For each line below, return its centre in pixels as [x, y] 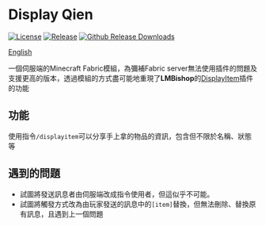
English [20, 52]
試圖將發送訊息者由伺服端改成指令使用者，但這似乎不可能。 [117, 194]
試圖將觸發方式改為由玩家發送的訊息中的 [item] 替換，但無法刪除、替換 [134, 204]
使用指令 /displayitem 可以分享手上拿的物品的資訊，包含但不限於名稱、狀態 [130, 136]
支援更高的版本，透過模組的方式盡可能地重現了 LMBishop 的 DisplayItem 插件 [131, 78]
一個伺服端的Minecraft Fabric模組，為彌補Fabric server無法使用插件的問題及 [133, 68]
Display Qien [51, 15]
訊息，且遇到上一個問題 [65, 214]
